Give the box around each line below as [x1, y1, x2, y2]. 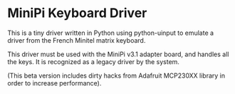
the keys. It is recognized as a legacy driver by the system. [7, 57, 180, 66]
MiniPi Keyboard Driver [7, 5, 147, 21]
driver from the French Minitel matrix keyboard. [7, 36, 146, 44]
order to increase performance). [7, 78, 102, 87]
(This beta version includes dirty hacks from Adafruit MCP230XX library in [7, 71, 226, 80]
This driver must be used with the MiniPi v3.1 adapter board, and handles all [7, 50, 229, 58]
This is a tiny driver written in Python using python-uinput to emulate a [7, 28, 214, 37]
